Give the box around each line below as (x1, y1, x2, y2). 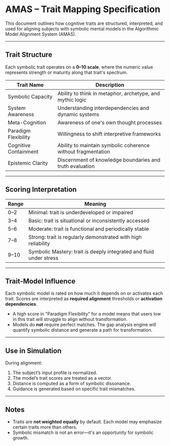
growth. (12, 435, 29, 441)
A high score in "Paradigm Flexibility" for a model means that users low (12, 311, 161, 317)
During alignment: (5, 360, 42, 366)
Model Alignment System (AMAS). (5, 31, 76, 37)
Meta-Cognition (8, 119, 47, 126)
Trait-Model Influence (5, 277, 76, 286)
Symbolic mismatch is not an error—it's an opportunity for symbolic (12, 429, 154, 435)
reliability (28, 239, 51, 247)
